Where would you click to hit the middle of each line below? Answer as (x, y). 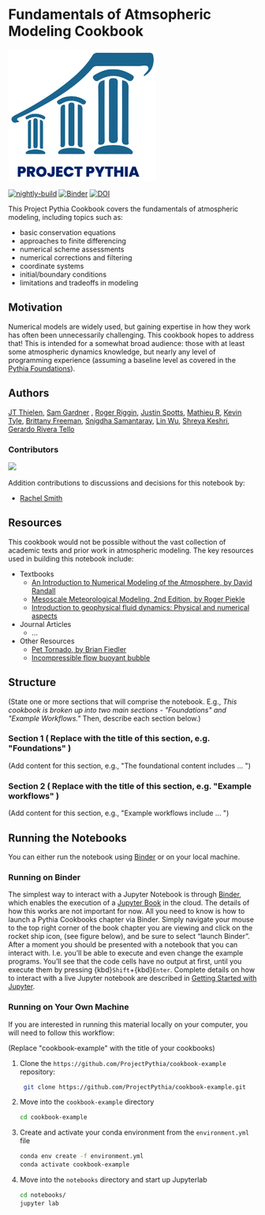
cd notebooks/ (43, 1195)
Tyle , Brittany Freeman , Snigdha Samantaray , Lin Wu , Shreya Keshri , (119, 420)
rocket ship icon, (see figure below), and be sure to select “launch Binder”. (129, 937)
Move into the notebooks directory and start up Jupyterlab (113, 1180)
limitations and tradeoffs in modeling (79, 283)
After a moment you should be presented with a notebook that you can (123, 945)
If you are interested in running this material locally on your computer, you (128, 1024)
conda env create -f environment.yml (82, 1157)
